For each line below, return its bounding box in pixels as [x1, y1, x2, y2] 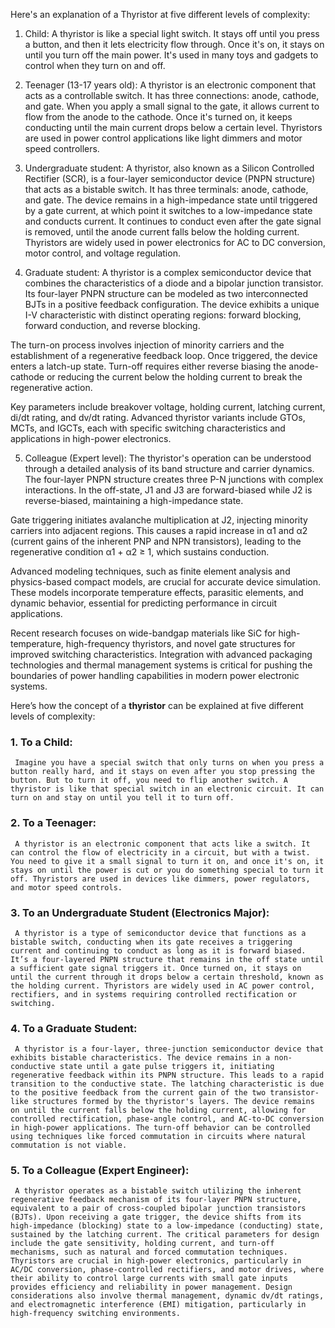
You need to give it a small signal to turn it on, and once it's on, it [10, 856, 325, 866]
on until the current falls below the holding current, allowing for [10, 1105, 307, 1116]
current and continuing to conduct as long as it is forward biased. [10, 945, 307, 956]
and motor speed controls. [10, 882, 123, 893]
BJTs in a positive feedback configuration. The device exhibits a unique [24, 299, 320, 310]
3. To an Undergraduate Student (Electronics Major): [10, 905, 270, 919]
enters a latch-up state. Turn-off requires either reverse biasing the [10, 360, 287, 372]
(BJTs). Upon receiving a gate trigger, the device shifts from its [10, 1212, 302, 1223]
